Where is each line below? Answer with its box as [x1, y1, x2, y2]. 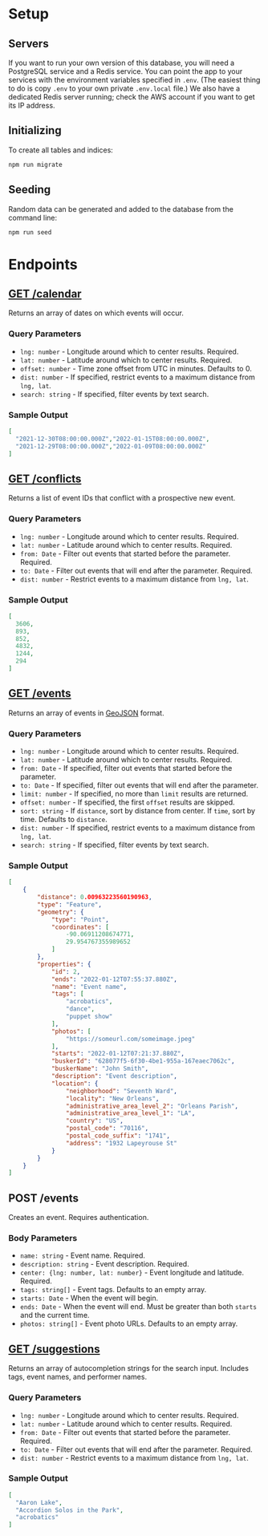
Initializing [8, 124, 62, 137]
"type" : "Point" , [51, 915, 110, 923]
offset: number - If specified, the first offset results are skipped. [19, 797, 235, 807]
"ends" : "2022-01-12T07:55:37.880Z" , [51, 975, 178, 983]
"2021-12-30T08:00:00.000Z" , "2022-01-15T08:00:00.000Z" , [15, 435, 210, 443]
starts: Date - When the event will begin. [19, 1293, 159, 1303]
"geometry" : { [37, 908, 84, 916]
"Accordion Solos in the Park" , [15, 1506, 124, 1514]
